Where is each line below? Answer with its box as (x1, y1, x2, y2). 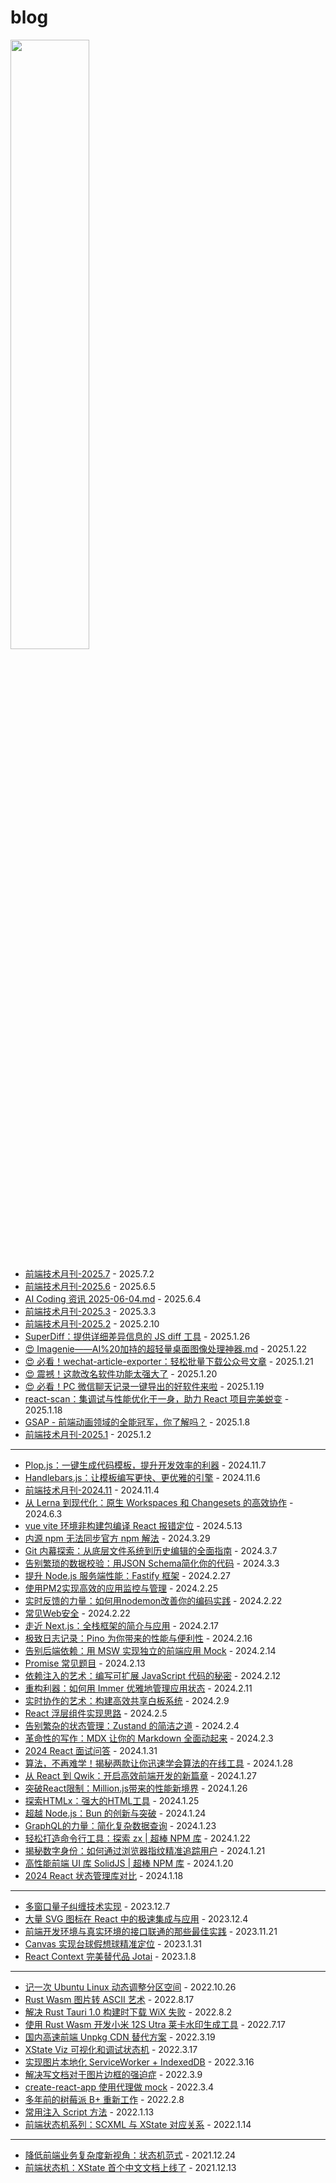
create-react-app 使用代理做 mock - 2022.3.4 (24, 2081, 215, 2093)
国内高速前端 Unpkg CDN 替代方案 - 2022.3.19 (24, 2031, 216, 2043)
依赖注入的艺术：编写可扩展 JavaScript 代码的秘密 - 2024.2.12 (24, 1669, 282, 1681)
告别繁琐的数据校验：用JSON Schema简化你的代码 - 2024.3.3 (24, 1557, 280, 1569)
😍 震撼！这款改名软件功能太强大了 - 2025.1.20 (24, 1367, 218, 1380)
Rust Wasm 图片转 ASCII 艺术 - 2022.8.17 (24, 1993, 195, 2005)
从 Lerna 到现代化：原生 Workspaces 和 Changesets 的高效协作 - (24, 1496, 294, 1508)
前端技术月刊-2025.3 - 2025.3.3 (24, 1305, 157, 1317)
